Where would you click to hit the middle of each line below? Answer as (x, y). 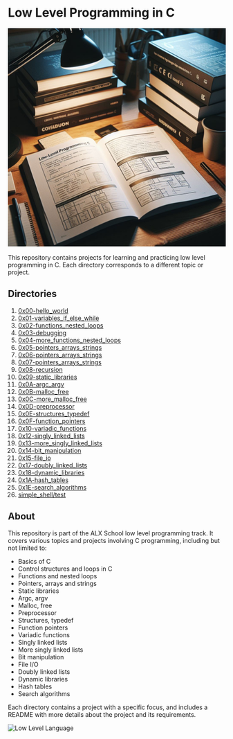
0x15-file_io (34, 458)
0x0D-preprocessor (46, 406)
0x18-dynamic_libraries (51, 472)
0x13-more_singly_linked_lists (60, 443)
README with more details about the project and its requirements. (102, 714)
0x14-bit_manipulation (49, 450)
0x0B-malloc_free (43, 391)
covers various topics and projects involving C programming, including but (114, 540)
